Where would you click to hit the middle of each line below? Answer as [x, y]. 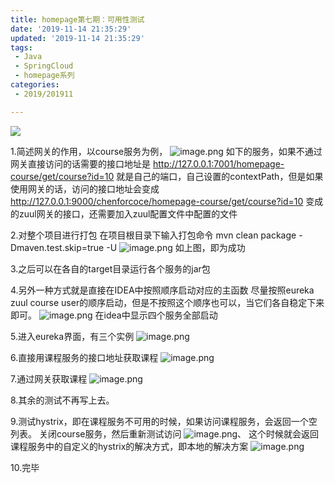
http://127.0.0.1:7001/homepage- [218, 163]
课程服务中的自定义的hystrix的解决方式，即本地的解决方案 [129, 446]
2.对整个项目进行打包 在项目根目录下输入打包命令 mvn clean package [153, 235]
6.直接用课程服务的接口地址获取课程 [84, 357]
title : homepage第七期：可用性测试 [77, 19]
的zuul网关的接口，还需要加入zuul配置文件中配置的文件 [124, 213]
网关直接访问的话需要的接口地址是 [80, 163]
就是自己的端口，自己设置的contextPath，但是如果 [220, 176]
